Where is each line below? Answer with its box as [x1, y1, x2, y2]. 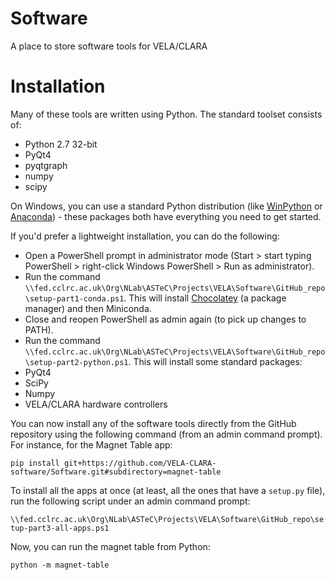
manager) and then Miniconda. [24, 302, 152, 314]
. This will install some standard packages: [128, 355, 303, 367]
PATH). [24, 323, 54, 336]
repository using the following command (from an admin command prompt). [10, 428, 323, 440]
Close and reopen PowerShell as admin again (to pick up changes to [24, 313, 307, 325]
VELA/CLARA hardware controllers [24, 398, 168, 410]
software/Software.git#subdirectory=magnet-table [10, 467, 222, 477]
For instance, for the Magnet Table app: [10, 438, 173, 451]
